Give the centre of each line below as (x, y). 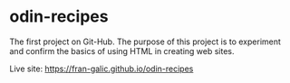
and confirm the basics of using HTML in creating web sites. (122, 51)
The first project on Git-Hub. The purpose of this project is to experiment (145, 41)
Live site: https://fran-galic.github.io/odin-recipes (101, 69)
